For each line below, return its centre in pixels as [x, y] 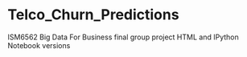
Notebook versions [39, 45]
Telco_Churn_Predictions [93, 15]
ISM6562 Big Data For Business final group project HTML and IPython [123, 37]
